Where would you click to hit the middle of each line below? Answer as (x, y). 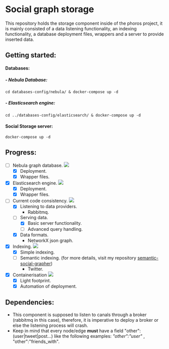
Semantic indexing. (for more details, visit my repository (78, 258)
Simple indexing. (37, 252)
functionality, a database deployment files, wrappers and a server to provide (84, 34)
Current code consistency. (40, 201)
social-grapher (36, 263)
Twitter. (36, 269)
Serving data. (34, 218)
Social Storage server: (29, 126)
